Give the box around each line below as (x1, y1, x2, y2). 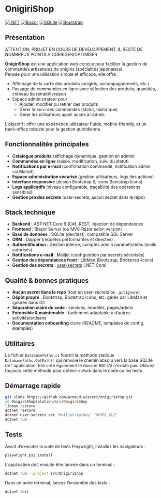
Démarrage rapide (5, 382, 61, 390)
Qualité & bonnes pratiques (5, 276, 89, 285)
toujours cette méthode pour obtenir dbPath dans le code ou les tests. (5, 368, 144, 373)
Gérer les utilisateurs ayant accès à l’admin (19, 112, 105, 117)
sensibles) (12, 189, 33, 195)
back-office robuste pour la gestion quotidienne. (5, 126, 102, 132)
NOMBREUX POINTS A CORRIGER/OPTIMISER (5, 51, 98, 57)
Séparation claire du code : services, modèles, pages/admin (12, 305, 133, 311)
